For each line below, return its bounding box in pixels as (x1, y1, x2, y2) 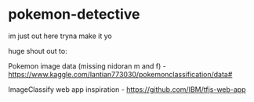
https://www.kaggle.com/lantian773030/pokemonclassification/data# (8, 69, 233, 79)
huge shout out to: (8, 46, 68, 55)
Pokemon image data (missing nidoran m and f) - (8, 61, 166, 71)
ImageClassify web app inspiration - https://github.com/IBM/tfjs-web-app (8, 84, 246, 94)
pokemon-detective (8, 5, 140, 23)
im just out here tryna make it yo (8, 31, 112, 40)
